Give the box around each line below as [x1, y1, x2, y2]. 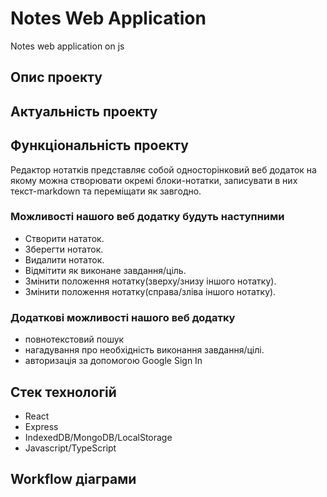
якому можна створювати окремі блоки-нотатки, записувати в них [10, 174, 298, 186]
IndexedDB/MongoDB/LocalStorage [24, 431, 173, 443]
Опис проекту [10, 69, 103, 86]
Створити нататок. [24, 232, 105, 244]
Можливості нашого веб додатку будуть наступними [10, 210, 285, 224]
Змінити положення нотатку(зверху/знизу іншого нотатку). [24, 275, 277, 287]
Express [24, 420, 59, 432]
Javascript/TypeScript [24, 442, 117, 454]
